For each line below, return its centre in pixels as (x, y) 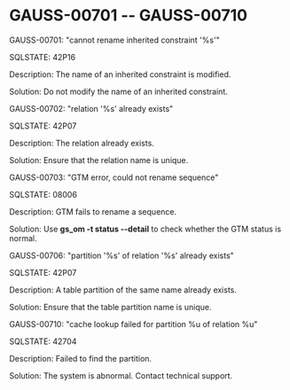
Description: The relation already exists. (82, 143)
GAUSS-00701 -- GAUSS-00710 (129, 16)
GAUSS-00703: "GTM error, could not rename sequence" (114, 177)
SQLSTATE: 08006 (43, 194)
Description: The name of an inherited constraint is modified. (120, 74)
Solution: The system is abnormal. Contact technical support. (121, 375)
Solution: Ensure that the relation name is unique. (99, 160)
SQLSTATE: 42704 (43, 341)
